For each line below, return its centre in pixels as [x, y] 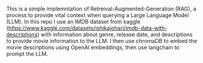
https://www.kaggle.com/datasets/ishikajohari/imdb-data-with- [88, 28]
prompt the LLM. [27, 54]
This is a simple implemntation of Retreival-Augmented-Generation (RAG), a [101, 9]
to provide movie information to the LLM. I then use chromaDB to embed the [102, 41]
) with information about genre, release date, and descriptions [115, 35]
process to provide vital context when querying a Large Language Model [98, 15]
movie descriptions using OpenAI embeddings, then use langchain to [93, 47]
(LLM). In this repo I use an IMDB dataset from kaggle [73, 22]
